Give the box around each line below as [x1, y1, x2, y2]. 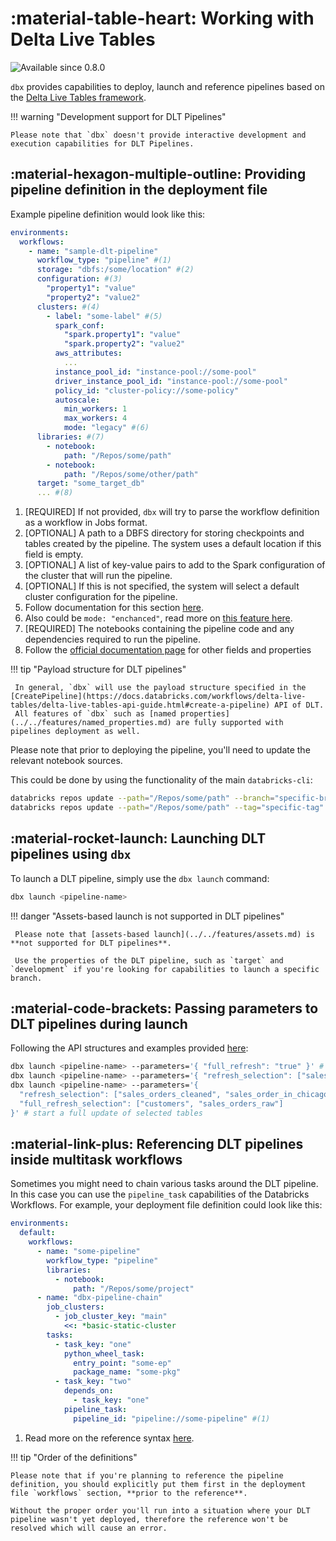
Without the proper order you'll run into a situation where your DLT [10, 1505, 311, 1516]
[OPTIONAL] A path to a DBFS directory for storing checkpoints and [24, 527, 305, 539]
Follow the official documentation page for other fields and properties [24, 644, 312, 656]
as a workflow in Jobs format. [24, 517, 148, 529]
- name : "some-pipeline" [36, 1247, 141, 1257]
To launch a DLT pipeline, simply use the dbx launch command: [10, 872, 270, 884]
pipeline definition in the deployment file [10, 182, 268, 199]
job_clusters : [46, 1302, 105, 1312]
